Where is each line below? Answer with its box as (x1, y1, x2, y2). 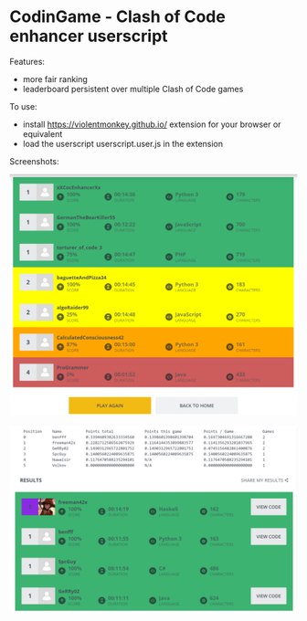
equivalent (22, 128, 63, 139)
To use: (9, 100, 38, 111)
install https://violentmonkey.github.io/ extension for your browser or (22, 119, 281, 130)
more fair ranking (22, 73, 89, 84)
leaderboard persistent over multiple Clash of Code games (22, 83, 244, 94)
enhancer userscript (9, 26, 168, 47)
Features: (9, 56, 46, 67)
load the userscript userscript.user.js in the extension (22, 138, 224, 149)
